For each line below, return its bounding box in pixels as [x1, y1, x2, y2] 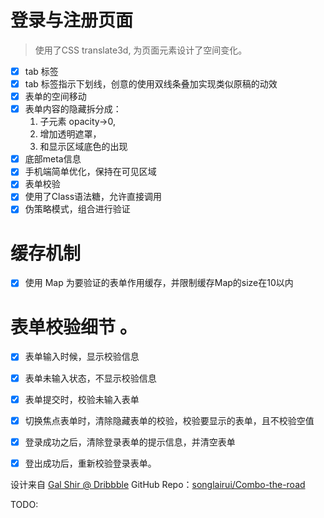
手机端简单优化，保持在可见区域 [24, 166, 157, 178]
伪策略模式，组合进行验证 [24, 203, 131, 215]
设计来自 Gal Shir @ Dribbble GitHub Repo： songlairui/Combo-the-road [10, 478, 306, 490]
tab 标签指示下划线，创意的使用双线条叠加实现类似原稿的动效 [24, 78, 278, 90]
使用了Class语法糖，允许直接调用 [24, 191, 163, 203]
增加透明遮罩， [39, 128, 102, 140]
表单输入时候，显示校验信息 [24, 351, 140, 363]
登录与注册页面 [10, 9, 134, 32]
